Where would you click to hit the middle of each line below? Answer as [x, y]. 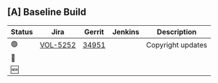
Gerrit [94, 31]
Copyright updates [177, 45]
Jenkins [126, 31]
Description [177, 31]
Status [22, 31]
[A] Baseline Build [47, 12]
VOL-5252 [58, 45]
